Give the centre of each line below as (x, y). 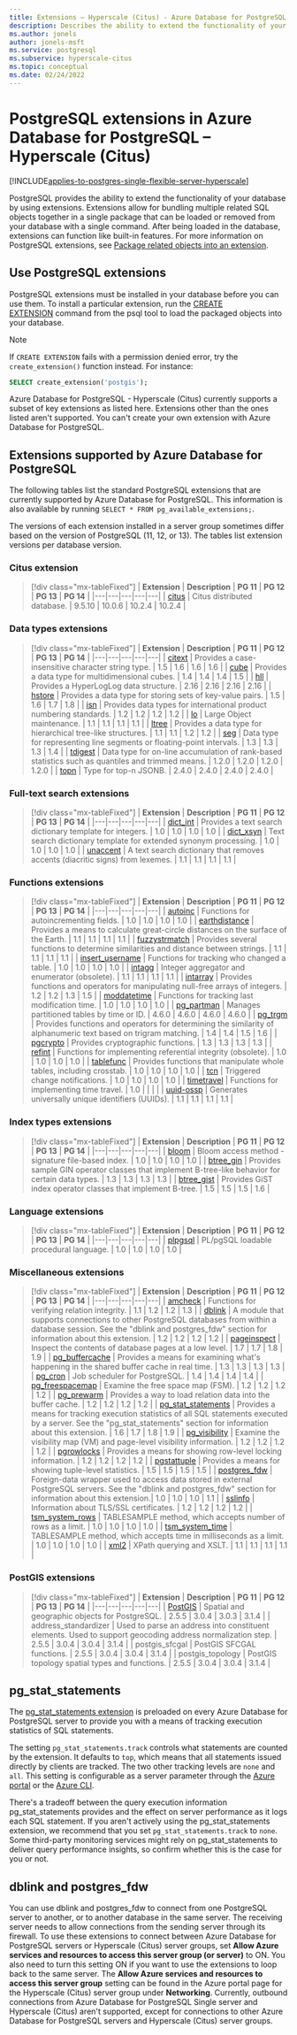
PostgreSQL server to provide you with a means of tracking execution (136, 1721)
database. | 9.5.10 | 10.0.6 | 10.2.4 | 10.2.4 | (108, 606)
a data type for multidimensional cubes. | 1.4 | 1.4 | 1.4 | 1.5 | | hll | (150, 676)
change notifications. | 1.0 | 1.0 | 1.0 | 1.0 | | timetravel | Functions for (154, 1080)
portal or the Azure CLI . (52, 1785)
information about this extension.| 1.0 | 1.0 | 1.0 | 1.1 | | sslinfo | (142, 1498)
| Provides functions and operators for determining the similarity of (152, 1024)
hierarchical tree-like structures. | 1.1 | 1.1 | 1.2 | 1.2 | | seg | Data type (155, 733)
